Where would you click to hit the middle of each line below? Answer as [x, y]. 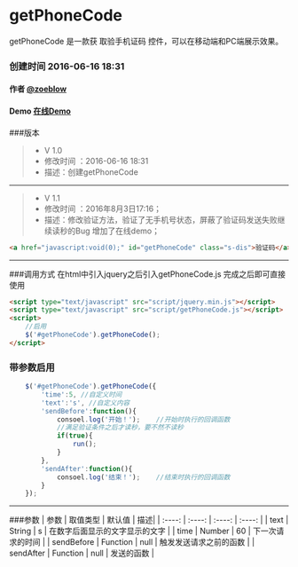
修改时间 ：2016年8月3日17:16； [103, 209]
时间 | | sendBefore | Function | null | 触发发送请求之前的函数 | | [140, 542]
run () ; [85, 445]
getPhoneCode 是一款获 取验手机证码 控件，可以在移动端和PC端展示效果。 [146, 41]
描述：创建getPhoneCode [91, 172]
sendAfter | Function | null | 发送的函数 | [82, 553]
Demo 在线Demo [40, 111]
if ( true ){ [74, 436]
